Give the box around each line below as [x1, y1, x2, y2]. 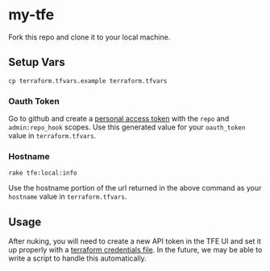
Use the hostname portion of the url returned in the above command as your [8, 183, 262, 193]
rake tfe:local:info [8, 169, 78, 178]
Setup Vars [8, 55, 66, 69]
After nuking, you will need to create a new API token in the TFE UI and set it [8, 236, 262, 246]
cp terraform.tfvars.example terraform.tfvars [8, 76, 168, 85]
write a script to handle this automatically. [8, 253, 147, 263]
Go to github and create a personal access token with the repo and [8, 114, 230, 124]
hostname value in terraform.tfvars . [8, 191, 127, 202]
